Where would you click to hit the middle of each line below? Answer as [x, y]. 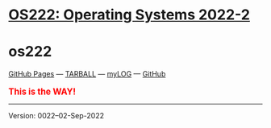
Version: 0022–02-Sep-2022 [56, 116]
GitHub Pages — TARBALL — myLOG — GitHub [87, 74]
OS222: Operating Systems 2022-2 [129, 15]
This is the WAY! [42, 92]
